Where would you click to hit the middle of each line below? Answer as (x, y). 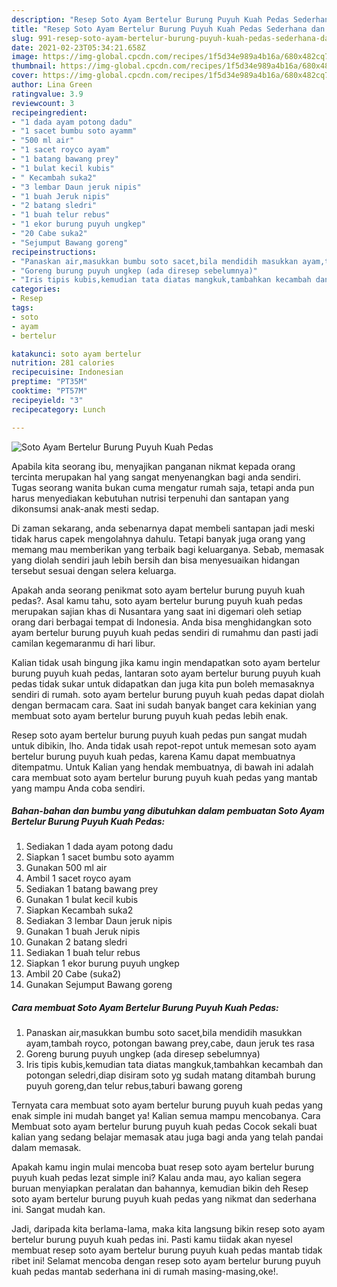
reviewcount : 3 (43, 103)
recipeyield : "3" (47, 400)
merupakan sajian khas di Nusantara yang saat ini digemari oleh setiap (157, 611)
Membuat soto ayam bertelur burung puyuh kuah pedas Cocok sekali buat (164, 1127)
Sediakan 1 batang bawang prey (92, 889)
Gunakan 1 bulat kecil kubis (82, 900)
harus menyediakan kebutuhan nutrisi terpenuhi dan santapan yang (150, 498)
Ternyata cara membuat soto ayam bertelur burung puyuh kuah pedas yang (167, 1105)
